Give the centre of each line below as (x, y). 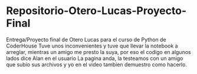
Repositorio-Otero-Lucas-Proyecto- (96, 11)
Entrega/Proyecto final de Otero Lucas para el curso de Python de (86, 39)
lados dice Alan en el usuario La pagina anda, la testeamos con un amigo (95, 58)
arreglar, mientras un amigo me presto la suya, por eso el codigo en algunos (98, 52)
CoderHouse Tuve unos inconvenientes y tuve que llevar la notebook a (92, 46)
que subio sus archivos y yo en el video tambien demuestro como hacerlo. (97, 64)
